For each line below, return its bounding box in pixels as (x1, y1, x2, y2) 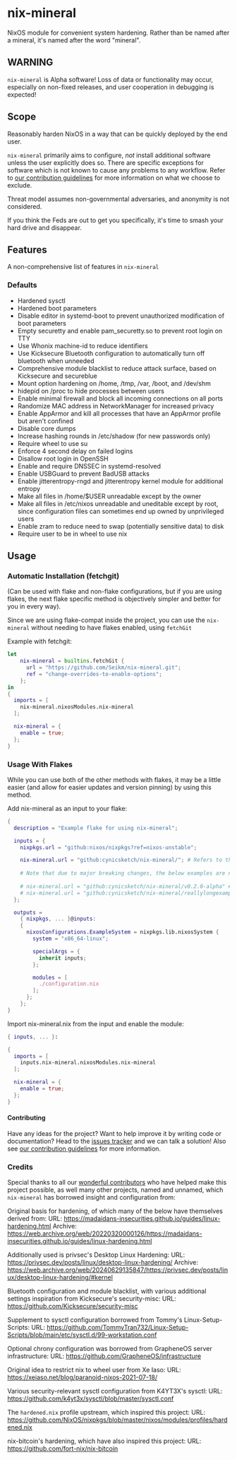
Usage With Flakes (7, 759, 73, 769)
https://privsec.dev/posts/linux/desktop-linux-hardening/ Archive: (7, 1258, 199, 1267)
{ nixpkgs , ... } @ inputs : (20, 915, 97, 923)
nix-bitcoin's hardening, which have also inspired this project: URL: (7, 1437, 202, 1445)
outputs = (13, 909, 42, 916)
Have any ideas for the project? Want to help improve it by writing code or (7, 1129, 222, 1137)
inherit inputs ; (38, 954, 87, 962)
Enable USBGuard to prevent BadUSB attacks (17, 469, 150, 478)
